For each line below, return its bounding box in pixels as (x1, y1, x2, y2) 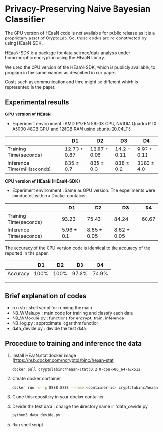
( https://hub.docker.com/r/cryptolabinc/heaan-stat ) (12, 357, 115, 363)
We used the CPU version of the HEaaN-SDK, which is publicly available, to (5, 64, 156, 70)
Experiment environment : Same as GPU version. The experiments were (12, 188, 156, 193)
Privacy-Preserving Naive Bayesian (5, 3, 151, 15)
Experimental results (5, 98, 69, 107)
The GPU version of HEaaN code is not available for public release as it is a (5, 30, 155, 36)
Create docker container (12, 376, 61, 382)
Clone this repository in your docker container (12, 394, 104, 400)
